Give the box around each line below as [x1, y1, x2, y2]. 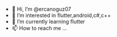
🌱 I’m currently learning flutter [11, 18, 86, 25]
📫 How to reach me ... [11, 25, 67, 32]
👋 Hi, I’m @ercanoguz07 [11, 6, 71, 12]
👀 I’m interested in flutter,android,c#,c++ [11, 12, 111, 19]
